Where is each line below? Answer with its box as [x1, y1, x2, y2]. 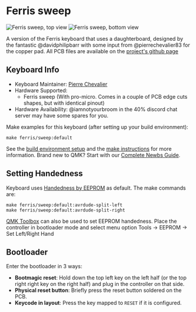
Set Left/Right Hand [6, 230, 54, 237]
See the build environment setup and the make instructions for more [6, 145, 172, 152]
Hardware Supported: [14, 87, 68, 94]
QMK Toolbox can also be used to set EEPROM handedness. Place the [6, 217, 177, 225]
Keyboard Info [6, 65, 60, 75]
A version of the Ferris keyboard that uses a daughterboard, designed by [6, 35, 184, 42]
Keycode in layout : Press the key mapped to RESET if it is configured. [14, 300, 182, 307]
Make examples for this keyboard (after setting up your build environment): [6, 123, 189, 131]
